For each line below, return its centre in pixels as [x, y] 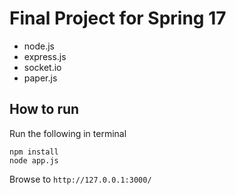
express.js [45, 56]
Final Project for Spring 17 [118, 18]
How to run [44, 109]
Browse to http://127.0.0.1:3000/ [80, 179]
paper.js [40, 78]
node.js [39, 46]
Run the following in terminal [68, 133]
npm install [34, 152]
